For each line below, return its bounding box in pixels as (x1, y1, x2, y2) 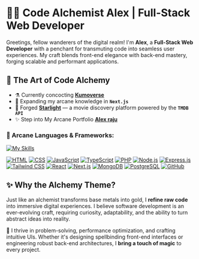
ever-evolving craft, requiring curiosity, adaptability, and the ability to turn (6, 209, 188, 216)
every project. (6, 246, 41, 253)
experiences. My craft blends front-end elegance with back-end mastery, (6, 51, 188, 58)
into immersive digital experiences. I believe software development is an (6, 202, 185, 210)
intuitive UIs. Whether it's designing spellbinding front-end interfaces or (6, 233, 183, 240)
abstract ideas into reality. (6, 215, 71, 222)
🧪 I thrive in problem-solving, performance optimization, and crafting (6, 227, 176, 234)
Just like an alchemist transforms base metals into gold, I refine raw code (6, 196, 188, 203)
